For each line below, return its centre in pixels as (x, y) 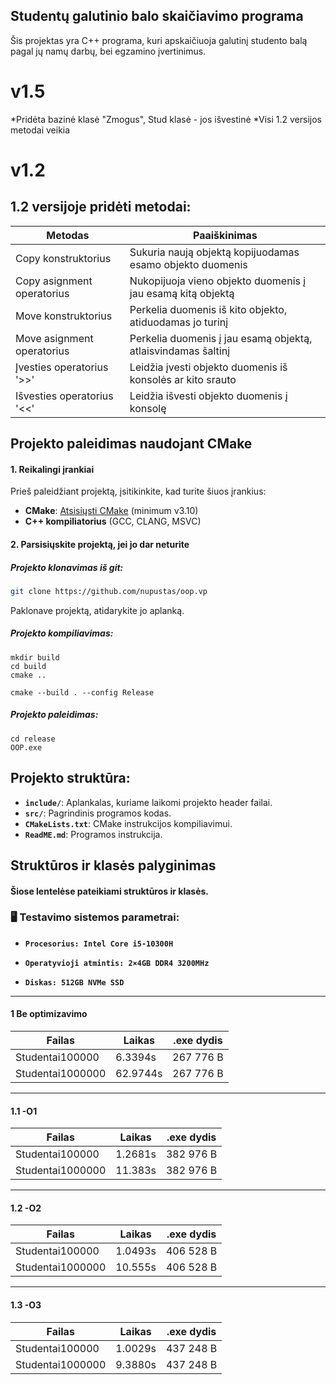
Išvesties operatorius (64, 396)
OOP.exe (26, 747)
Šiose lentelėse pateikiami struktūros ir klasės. (109, 891)
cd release (33, 739)
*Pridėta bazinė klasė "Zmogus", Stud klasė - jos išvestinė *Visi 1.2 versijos (166, 119)
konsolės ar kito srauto (183, 379)
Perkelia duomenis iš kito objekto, (208, 309)
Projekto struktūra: (70, 778)
